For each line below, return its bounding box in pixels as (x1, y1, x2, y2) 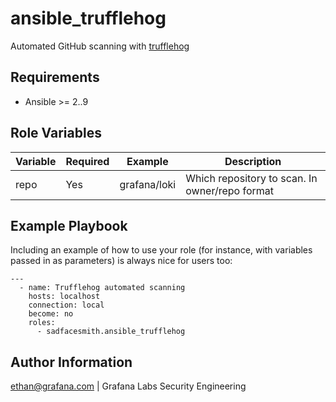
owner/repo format (185, 183, 274, 197)
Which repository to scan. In (185, 171, 318, 185)
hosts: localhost (28, 292, 101, 302)
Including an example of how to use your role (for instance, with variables (10, 244, 313, 256)
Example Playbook (10, 217, 128, 234)
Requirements (10, 69, 100, 86)
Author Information (10, 353, 133, 371)
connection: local (28, 300, 105, 311)
